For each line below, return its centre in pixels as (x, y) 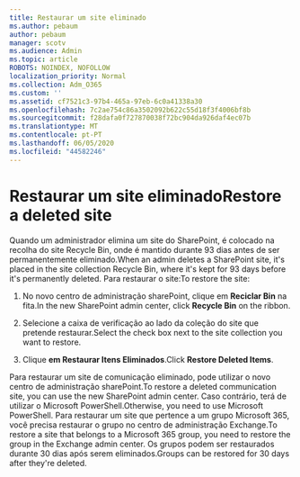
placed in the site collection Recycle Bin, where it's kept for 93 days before (148, 269)
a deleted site (61, 215)
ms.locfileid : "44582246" (57, 151)
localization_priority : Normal (68, 76)
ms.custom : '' (36, 93)
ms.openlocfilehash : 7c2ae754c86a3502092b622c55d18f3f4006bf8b (130, 110)
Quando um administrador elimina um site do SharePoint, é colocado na (142, 240)
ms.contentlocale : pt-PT (56, 135)
